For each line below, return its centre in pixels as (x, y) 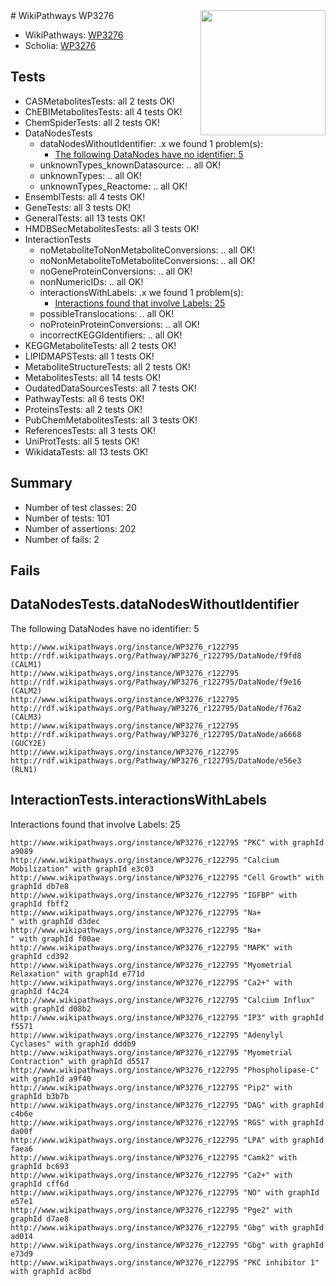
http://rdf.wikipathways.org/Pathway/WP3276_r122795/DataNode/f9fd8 (156, 655)
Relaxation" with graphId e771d (77, 974)
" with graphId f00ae (55, 939)
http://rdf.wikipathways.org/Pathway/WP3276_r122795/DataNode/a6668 (156, 734)
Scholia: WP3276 (60, 45)
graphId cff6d (40, 1184)
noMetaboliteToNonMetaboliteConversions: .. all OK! (147, 250)
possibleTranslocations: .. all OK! (107, 313)
